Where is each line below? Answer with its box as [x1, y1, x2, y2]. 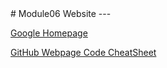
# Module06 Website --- [10, 8, 112, 19]
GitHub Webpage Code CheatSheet [10, 47, 157, 58]
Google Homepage [10, 27, 88, 39]
